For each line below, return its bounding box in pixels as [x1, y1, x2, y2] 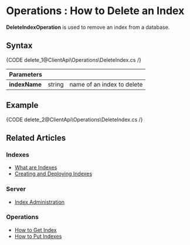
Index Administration [14, 198, 65, 206]
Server [6, 185, 26, 193]
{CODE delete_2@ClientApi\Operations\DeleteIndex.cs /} [6, 116, 143, 123]
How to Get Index [14, 226, 57, 233]
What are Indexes [14, 164, 57, 171]
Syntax [6, 41, 33, 51]
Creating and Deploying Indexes [14, 170, 93, 177]
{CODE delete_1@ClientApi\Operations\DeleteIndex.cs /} [6, 56, 142, 63]
